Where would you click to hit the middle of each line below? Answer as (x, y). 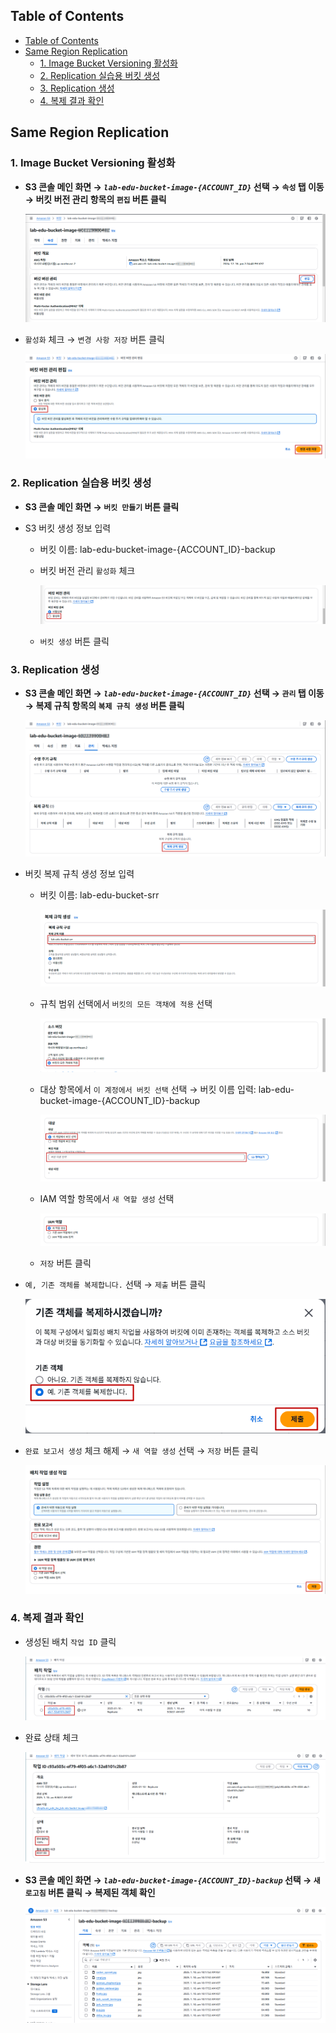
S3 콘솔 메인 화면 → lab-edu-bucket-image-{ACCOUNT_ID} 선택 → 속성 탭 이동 (174, 186)
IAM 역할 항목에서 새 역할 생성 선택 (107, 1198)
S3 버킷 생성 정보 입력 (68, 528)
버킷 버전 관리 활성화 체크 (87, 570)
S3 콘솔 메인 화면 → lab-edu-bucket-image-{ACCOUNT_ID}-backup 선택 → (168, 1880)
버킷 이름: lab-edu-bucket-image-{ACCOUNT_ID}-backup (157, 549)
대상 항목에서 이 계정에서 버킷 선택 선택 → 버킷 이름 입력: (148, 1090)
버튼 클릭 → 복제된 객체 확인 (101, 1892)
